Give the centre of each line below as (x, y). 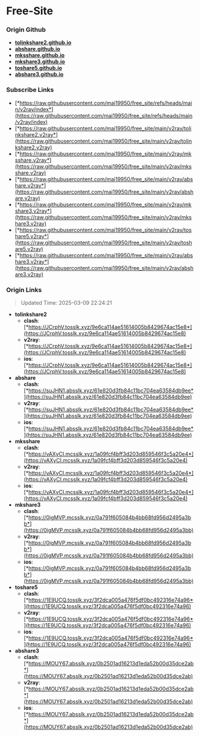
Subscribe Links (30, 90)
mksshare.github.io (40, 56)
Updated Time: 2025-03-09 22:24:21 (66, 303)
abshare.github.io (37, 49)
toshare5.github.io (38, 68)
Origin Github (26, 30)
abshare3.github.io (39, 74)
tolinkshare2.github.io (43, 42)
